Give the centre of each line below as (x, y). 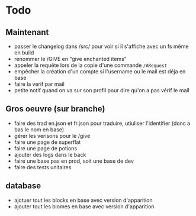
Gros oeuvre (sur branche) (55, 109)
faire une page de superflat (47, 142)
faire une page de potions (46, 148)
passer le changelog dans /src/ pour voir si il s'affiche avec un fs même (101, 46)
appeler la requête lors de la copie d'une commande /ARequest (90, 65)
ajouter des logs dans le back (50, 154)
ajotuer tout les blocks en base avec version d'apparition (83, 200)
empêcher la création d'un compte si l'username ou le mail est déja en (100, 71)
